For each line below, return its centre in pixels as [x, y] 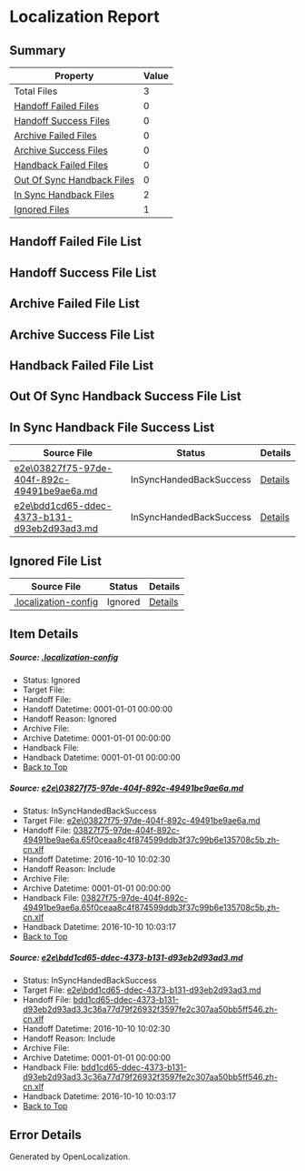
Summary [38, 50]
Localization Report [85, 17]
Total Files [36, 91]
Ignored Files [42, 209]
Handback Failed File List [82, 365]
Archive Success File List [82, 334]
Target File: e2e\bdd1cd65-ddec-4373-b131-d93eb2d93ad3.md [142, 990]
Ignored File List [56, 561]
